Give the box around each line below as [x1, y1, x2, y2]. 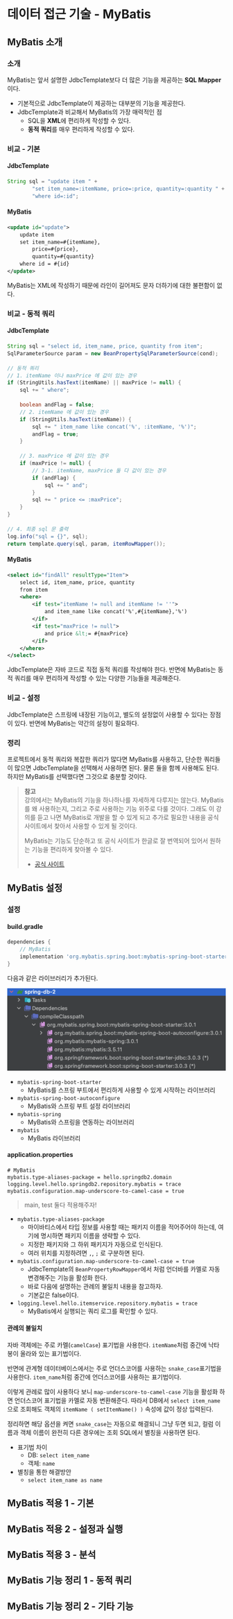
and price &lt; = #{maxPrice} [44, 630, 129, 637]
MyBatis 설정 [7, 882, 63, 894]
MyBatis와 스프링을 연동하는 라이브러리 [27, 1118, 135, 1127]
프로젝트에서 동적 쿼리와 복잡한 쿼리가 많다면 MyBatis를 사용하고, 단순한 [7, 755, 202, 763]
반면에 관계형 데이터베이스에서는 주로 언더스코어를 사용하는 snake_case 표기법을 [7, 1364, 222, 1372]
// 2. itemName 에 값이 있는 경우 [19, 409, 110, 416]
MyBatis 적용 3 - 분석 [7, 1549, 96, 1561]
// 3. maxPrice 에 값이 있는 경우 [19, 452, 110, 460]
